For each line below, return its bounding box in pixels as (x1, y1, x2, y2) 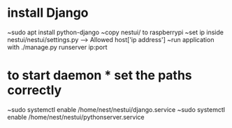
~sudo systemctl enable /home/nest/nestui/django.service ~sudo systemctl (7, 105, 226, 113)
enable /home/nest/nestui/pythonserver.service (7, 113, 145, 121)
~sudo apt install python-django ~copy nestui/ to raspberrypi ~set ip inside (7, 28, 224, 36)
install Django (7, 5, 89, 21)
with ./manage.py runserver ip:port (7, 43, 108, 51)
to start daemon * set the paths (7, 68, 192, 83)
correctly (7, 83, 62, 99)
